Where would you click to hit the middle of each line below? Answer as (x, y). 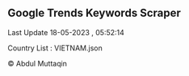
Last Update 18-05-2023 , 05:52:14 (66, 32)
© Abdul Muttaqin (38, 63)
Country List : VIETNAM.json (55, 48)
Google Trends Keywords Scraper (94, 13)
